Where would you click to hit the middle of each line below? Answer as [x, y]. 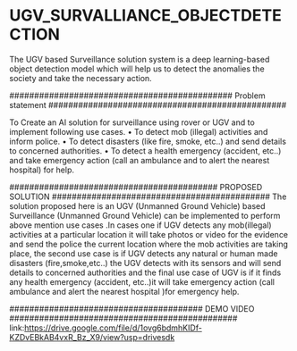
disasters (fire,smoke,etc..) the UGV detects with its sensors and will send [145, 263]
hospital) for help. [42, 170]
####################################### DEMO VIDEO [132, 308]
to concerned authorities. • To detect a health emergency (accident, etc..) [145, 150]
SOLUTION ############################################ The [148, 196]
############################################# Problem [137, 96]
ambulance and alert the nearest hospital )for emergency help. [124, 291]
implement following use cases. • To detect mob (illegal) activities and [139, 131]
